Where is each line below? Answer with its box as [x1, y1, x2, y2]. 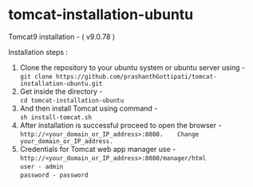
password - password [19, 171, 89, 179]
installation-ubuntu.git [19, 80, 103, 88]
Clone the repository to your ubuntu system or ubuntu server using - [19, 62, 246, 72]
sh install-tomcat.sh [19, 113, 92, 121]
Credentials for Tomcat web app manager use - [19, 144, 176, 154]
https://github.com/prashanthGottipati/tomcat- [55, 72, 217, 80]
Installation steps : [8, 47, 69, 56]
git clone [19, 72, 53, 80]
